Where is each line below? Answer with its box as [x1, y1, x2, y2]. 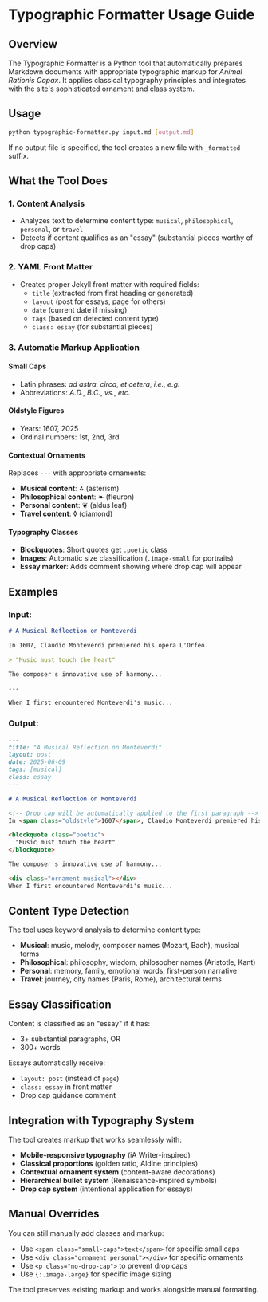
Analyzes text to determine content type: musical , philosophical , [19, 216, 234, 226]
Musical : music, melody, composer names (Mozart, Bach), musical [19, 941, 240, 950]
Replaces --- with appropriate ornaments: [8, 468, 147, 478]
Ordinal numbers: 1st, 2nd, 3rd [19, 432, 120, 442]
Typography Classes [8, 527, 78, 537]
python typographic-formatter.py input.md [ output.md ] [8, 128, 195, 136]
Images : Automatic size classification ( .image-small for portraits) [19, 553, 234, 563]
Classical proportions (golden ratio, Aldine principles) [19, 1158, 199, 1169]
